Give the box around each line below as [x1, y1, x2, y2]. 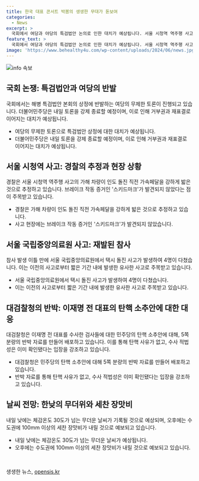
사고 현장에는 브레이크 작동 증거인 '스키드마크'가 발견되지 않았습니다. [14, 221, 174, 228]
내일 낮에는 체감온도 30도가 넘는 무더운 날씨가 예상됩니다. [14, 437, 148, 444]
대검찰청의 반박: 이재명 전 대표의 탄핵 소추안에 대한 [6, 303, 179, 313]
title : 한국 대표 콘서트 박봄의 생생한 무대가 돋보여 [6, 8, 118, 15]
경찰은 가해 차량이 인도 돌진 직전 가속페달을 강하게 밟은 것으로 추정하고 [14, 206, 178, 213]
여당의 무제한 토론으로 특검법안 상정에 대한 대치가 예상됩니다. [14, 128, 156, 135]
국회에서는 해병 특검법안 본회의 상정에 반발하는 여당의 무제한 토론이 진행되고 [6, 100, 182, 107]
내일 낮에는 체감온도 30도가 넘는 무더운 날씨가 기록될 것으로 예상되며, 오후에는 [6, 416, 187, 423]
